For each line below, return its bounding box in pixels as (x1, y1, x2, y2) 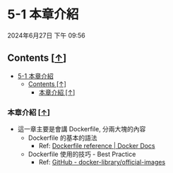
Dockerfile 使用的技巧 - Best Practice (28, 150, 136, 159)
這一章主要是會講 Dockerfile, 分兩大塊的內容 (17, 125, 146, 133)
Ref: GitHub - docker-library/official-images (38, 158, 166, 167)
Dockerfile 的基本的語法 (28, 133, 97, 142)
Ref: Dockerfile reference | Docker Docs (38, 142, 155, 150)
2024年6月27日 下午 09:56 (7, 31, 86, 40)
